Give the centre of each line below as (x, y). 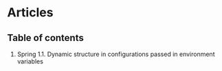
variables (30, 61)
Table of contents (45, 38)
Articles (30, 13)
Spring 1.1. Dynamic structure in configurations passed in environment (116, 54)
